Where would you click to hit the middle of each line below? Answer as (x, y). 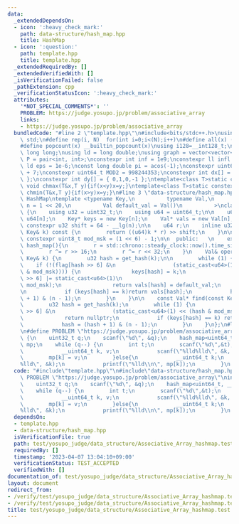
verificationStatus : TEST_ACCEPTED (67, 464)
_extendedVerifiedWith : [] (54, 73)
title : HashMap (43, 41)
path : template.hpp (49, 54)
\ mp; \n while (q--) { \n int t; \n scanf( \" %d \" (119, 344)
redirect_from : (30, 490)
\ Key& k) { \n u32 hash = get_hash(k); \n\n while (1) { (127, 259)
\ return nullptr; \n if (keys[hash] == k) (121, 318)
